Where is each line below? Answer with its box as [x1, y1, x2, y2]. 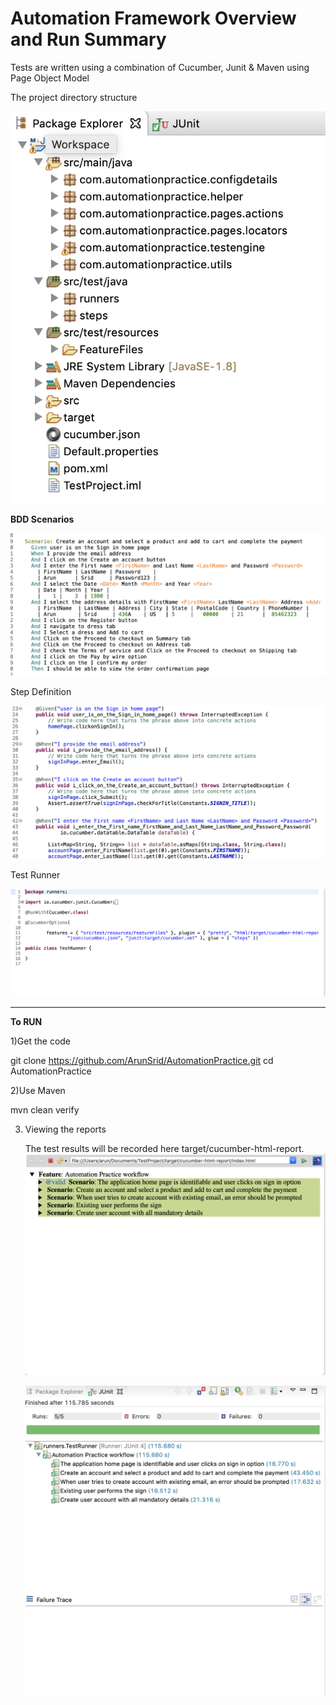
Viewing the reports [24, 1123, 107, 1136]
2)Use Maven [10, 1085, 66, 1097]
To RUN [10, 1016, 43, 1028]
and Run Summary [10, 28, 167, 51]
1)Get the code [10, 1035, 72, 1047]
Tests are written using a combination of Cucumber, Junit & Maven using [10, 61, 310, 73]
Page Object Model [10, 72, 90, 84]
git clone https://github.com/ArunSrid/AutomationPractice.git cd [10, 1055, 274, 1067]
